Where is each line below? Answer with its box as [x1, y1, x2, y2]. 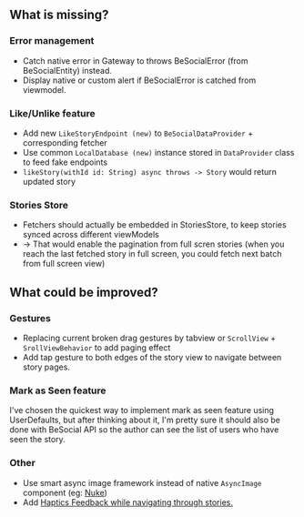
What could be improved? [9, 284, 158, 299]
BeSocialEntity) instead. [22, 65, 112, 76]
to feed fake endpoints [22, 157, 107, 167]
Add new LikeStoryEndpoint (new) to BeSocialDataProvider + [22, 127, 253, 138]
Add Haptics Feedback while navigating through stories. [22, 496, 234, 508]
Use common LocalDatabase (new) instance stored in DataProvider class [22, 147, 295, 157]
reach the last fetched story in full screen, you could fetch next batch [22, 248, 282, 259]
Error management [9, 35, 95, 47]
